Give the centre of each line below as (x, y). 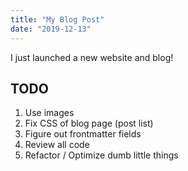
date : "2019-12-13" (51, 29)
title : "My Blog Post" (57, 19)
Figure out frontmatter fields (83, 134)
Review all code (57, 145)
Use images (49, 113)
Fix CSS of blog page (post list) (89, 123)
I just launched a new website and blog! (92, 57)
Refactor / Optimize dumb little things (101, 155)
